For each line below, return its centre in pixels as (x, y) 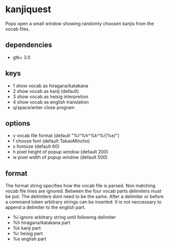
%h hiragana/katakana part (41, 223)
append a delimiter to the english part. (46, 207)
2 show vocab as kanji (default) (46, 91)
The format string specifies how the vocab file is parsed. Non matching (80, 186)
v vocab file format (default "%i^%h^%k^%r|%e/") (66, 136)
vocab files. (18, 29)
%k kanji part (27, 228)
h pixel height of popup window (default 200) (60, 152)
